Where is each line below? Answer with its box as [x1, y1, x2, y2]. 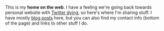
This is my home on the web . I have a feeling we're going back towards [5, 4, 152, 10]
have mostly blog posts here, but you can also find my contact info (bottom [5, 15, 160, 20]
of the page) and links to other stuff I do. [5, 20, 88, 26]
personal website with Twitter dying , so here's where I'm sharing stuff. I [5, 9, 152, 15]
